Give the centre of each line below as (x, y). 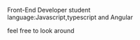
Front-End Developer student (49, 10)
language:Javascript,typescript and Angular (70, 17)
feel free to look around (41, 31)
